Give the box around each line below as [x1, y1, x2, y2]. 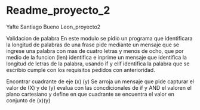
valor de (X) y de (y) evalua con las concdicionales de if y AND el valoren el [6, 84, 192, 91]
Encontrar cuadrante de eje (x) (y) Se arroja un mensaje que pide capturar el [6, 78, 194, 85]
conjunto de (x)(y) [6, 96, 51, 104]
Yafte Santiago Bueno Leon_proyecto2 [6, 23, 101, 30]
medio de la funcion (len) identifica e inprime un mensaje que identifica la [6, 54, 187, 61]
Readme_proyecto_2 [6, 4, 110, 17]
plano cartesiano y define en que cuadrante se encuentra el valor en [6, 90, 175, 98]
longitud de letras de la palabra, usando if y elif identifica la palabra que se [6, 60, 190, 67]
